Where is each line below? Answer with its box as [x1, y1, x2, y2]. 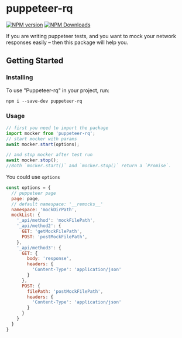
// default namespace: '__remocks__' [11, 201, 104, 207]
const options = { [6, 185, 51, 191]
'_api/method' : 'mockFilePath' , [16, 218, 95, 224]
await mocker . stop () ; [6, 157, 59, 163]
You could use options [6, 174, 60, 181]
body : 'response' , [27, 256, 72, 262]
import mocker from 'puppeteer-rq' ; [6, 130, 95, 136]
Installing [6, 73, 33, 82]
